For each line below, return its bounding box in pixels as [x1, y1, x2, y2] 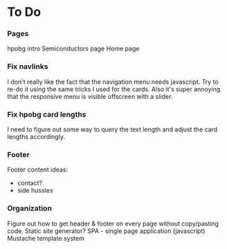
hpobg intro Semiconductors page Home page [7, 44, 140, 53]
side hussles [17, 186, 53, 194]
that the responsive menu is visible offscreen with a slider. [7, 92, 173, 100]
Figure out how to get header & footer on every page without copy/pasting [7, 219, 219, 228]
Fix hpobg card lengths [7, 109, 87, 119]
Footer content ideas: [7, 165, 68, 174]
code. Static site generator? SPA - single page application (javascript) [7, 226, 206, 235]
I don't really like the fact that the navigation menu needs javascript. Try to [7, 77, 219, 86]
